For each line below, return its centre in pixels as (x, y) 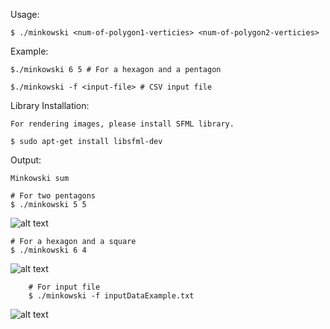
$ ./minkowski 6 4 (48, 250)
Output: (26, 160)
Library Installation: (50, 105)
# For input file (64, 287)
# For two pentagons (53, 196)
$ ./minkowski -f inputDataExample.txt (111, 296)
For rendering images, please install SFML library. (122, 124)
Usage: (25, 14)
